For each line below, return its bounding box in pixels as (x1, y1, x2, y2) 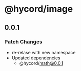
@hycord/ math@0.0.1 (19, 60, 63, 66)
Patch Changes (4, 38, 43, 45)
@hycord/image (4, 3, 73, 15)
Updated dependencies (11, 55, 61, 61)
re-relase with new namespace (11, 49, 76, 55)
